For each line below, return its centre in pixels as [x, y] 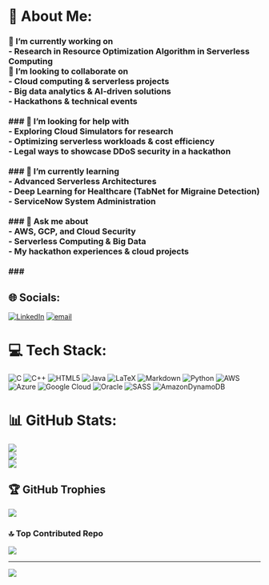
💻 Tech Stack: [58, 351]
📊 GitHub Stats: [63, 421]
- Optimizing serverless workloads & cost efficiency [111, 142]
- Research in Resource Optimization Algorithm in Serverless [129, 51]
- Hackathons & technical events [73, 102]
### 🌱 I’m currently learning [64, 171]
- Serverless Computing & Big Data [77, 242]
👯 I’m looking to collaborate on [68, 71]
